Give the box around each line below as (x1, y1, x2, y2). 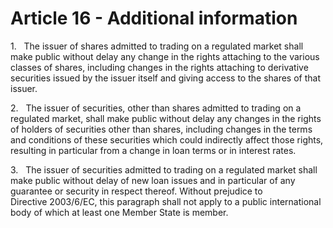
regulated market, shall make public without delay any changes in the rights (10, 112, 322, 124)
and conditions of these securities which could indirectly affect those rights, (10, 133, 324, 146)
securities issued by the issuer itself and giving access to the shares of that (10, 72, 321, 84)
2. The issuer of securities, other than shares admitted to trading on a (10, 102, 302, 114)
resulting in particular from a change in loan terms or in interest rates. (10, 144, 297, 156)
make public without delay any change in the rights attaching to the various (10, 50, 320, 62)
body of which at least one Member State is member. (10, 206, 229, 218)
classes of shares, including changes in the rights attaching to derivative (10, 61, 309, 73)
